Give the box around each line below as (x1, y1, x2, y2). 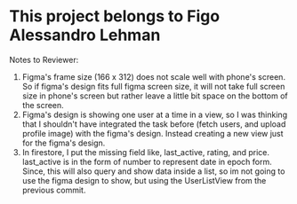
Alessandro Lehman (9, 25, 161, 45)
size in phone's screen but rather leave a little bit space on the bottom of (21, 90, 289, 101)
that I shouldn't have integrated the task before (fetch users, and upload (21, 118, 286, 129)
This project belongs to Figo (9, 6, 221, 27)
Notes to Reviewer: (9, 54, 79, 65)
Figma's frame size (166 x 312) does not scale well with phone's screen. (21, 71, 286, 82)
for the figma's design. (21, 137, 106, 148)
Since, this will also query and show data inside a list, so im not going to (21, 166, 285, 177)
